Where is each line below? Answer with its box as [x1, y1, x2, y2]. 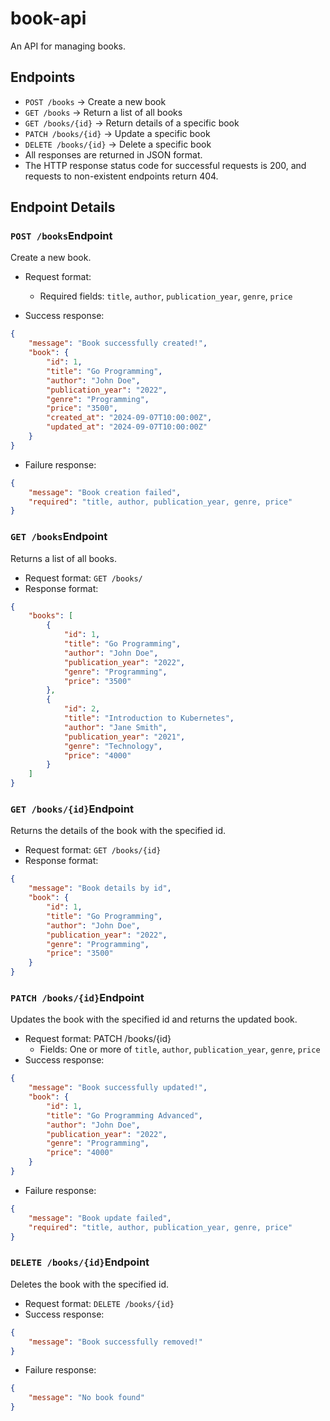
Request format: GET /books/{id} [24, 844, 162, 856]
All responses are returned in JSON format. [24, 148, 203, 161]
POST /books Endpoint [10, 229, 113, 243]
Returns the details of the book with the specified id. [10, 825, 227, 837]
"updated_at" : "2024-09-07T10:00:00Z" [46, 422, 208, 432]
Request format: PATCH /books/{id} [24, 1033, 172, 1045]
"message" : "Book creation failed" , [28, 487, 182, 497]
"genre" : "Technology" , [63, 741, 163, 751]
